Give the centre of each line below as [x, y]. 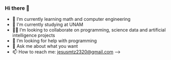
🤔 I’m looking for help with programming [55, 41]
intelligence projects [34, 36]
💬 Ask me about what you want [45, 46]
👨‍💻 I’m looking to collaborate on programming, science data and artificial [89, 30]
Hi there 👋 [17, 8]
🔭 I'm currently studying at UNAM [48, 24]
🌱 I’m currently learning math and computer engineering [71, 19]
